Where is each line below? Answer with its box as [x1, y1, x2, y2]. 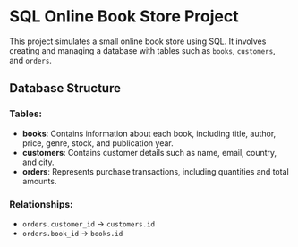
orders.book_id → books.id [21, 227, 123, 238]
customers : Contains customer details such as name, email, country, [21, 147, 277, 158]
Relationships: [9, 198, 73, 210]
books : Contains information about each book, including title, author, [21, 128, 277, 139]
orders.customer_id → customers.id [21, 217, 155, 229]
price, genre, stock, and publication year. [21, 137, 174, 149]
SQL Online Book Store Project [9, 6, 239, 27]
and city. [21, 157, 55, 167]
